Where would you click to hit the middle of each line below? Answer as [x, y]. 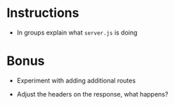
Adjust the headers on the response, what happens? [92, 94]
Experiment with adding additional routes [76, 80]
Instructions [43, 13]
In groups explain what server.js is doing [77, 32]
